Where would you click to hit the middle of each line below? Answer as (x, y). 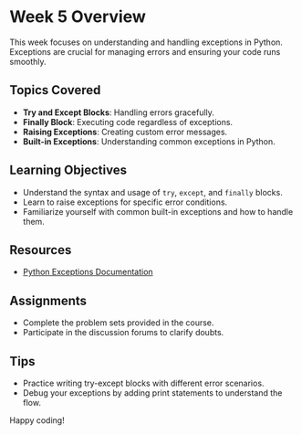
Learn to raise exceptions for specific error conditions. (125, 202)
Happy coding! (37, 420)
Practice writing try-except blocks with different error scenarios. (143, 383)
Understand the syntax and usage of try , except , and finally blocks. (152, 192)
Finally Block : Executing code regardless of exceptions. (128, 122)
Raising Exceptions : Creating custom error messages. (125, 132)
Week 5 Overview (78, 17)
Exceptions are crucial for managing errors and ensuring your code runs (145, 51)
